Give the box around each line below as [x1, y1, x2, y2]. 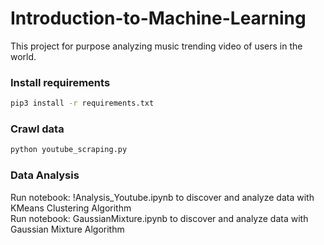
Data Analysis [10, 168, 80, 182]
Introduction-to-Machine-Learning [10, 7, 307, 30]
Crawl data [10, 122, 65, 136]
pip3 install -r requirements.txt [10, 98, 155, 109]
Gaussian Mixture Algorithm [10, 223, 125, 235]
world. [10, 50, 37, 62]
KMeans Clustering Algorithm [10, 202, 132, 214]
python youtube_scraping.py [10, 145, 128, 155]
